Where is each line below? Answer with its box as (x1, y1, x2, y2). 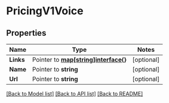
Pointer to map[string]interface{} (32, 55, 127, 64)
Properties (6, 28, 47, 38)
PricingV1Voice (6, 4, 84, 18)
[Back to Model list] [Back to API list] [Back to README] (6, 90, 143, 97)
